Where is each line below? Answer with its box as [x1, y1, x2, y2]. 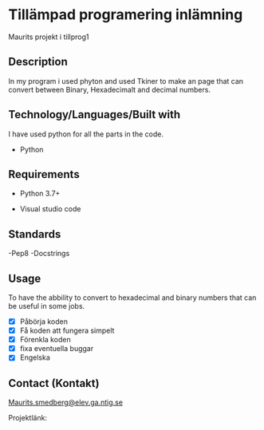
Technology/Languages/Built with [8, 108, 181, 121]
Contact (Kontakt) [8, 377, 100, 390]
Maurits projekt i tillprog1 [8, 32, 89, 41]
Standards [8, 227, 61, 241]
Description [8, 55, 68, 69]
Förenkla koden [19, 335, 72, 345]
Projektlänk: [8, 413, 48, 423]
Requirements [8, 168, 80, 181]
